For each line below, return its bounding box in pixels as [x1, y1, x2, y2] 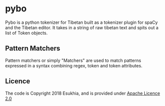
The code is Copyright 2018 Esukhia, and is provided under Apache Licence [5, 90, 160, 96]
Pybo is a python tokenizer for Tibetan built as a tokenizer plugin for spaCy [5, 19, 158, 25]
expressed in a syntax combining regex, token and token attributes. [5, 62, 143, 68]
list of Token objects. [5, 30, 48, 36]
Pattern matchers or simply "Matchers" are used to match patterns [5, 57, 141, 63]
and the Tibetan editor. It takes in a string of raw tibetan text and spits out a [5, 24, 159, 30]
